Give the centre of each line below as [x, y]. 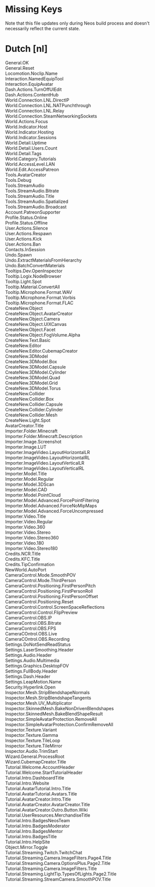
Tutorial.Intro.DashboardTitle [35, 778]
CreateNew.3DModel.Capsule [35, 367]
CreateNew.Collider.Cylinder [34, 409]
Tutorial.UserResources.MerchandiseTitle [48, 815]
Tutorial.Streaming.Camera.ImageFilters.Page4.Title [58, 858]
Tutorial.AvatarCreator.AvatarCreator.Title [47, 804]
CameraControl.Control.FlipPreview [41, 612]
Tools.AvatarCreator [26, 175]
